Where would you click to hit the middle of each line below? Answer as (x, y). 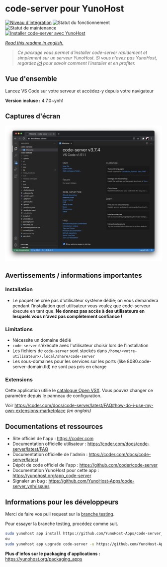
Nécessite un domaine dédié (42, 340)
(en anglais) (79, 411)
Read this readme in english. (34, 42)
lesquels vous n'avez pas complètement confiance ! (67, 316)
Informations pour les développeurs (62, 502)
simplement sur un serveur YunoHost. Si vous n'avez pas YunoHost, (87, 57)
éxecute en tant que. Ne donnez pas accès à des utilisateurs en (79, 311)
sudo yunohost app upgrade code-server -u (50, 544)
